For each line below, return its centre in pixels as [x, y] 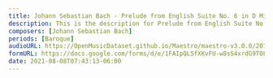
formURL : [23, 54]
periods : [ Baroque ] [41, 39]
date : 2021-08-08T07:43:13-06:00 [65, 62]
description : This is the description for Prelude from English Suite [130, 24]
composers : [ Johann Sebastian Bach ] [70, 31]
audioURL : [25, 46]
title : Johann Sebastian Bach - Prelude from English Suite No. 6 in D [132, 16]
